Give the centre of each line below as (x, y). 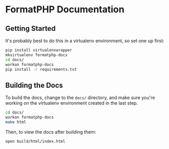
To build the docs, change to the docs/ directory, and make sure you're (80, 98)
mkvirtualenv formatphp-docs (36, 55)
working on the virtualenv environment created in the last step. (72, 103)
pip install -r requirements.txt (41, 69)
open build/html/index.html (35, 141)
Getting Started (31, 29)
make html (16, 122)
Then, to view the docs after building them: (51, 132)
